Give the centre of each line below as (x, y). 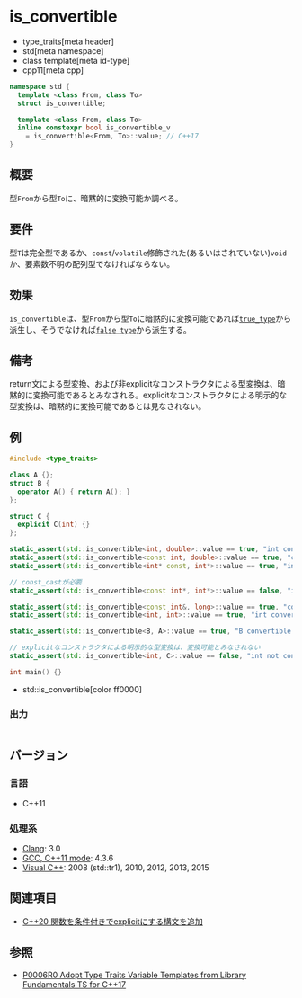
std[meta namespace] (63, 50)
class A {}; (31, 475)
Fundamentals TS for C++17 (74, 984)
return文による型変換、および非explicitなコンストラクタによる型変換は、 (143, 384)
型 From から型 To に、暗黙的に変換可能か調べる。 (96, 198)
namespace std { (40, 86)
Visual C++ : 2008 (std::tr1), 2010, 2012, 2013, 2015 (115, 868)
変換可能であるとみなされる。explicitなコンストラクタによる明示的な (160, 395)
